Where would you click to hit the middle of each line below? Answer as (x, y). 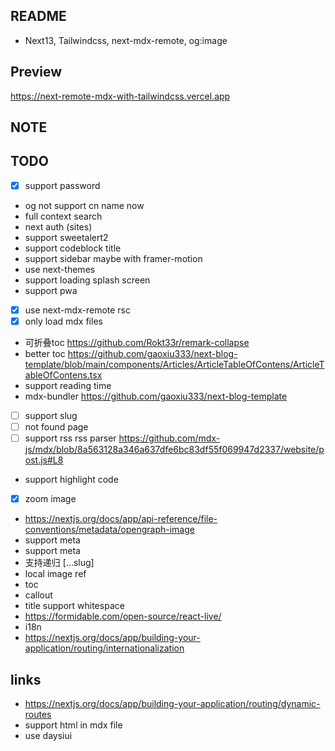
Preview (36, 72)
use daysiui (48, 736)
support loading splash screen (87, 280)
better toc (45, 354)
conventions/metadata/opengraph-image (109, 530)
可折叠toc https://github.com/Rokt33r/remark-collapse (137, 343)
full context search (63, 216)
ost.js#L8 (44, 460)
